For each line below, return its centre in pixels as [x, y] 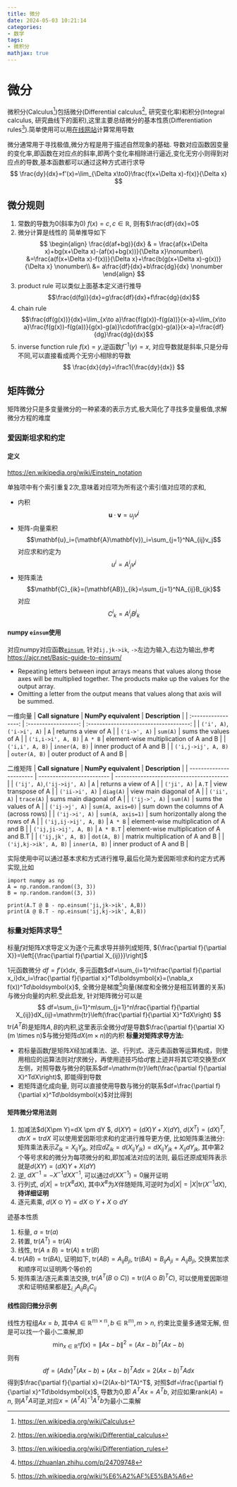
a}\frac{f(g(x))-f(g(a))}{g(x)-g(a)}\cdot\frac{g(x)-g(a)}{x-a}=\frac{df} [124, 326]
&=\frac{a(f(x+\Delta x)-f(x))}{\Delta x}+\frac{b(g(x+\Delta [110, 259]
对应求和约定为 [39, 551]
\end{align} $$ [124, 273]
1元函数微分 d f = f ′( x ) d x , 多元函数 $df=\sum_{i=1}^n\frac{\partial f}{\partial [114, 970]
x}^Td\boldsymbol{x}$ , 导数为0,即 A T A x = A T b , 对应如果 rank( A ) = [128, 1391]
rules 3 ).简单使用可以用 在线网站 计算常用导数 [71, 129]
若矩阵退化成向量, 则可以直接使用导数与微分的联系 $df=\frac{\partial [116, 1086]
